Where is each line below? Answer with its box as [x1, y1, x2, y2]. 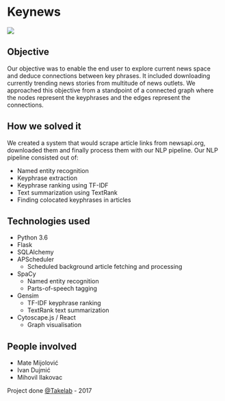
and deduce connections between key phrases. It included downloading [7, 71, 211, 79]
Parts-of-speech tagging [27, 285, 98, 293]
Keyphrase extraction [16, 174, 77, 182]
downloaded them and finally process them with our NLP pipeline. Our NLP [7, 146, 219, 154]
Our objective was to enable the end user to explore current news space [7, 64, 211, 73]
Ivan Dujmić [16, 366, 51, 374]
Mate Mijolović [16, 359, 59, 367]
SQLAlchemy [16, 248, 54, 257]
